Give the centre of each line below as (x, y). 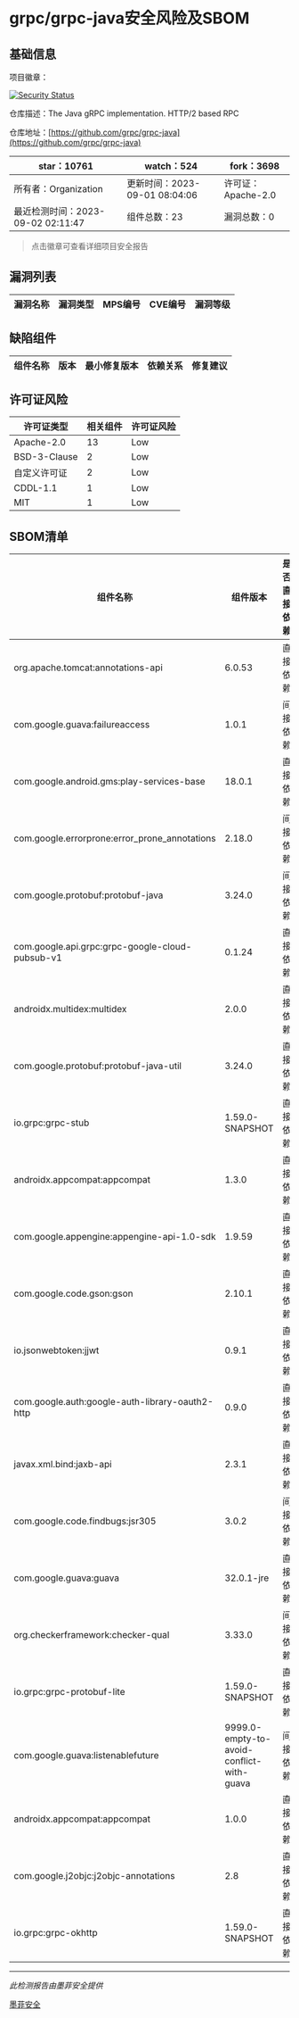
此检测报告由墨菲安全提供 (56, 1986)
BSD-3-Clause (46, 457)
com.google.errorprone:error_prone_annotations (115, 838)
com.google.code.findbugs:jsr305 (85, 1521)
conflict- (243, 1761)
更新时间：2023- (164, 183)
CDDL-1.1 (36, 488)
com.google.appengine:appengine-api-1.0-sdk (115, 1237)
